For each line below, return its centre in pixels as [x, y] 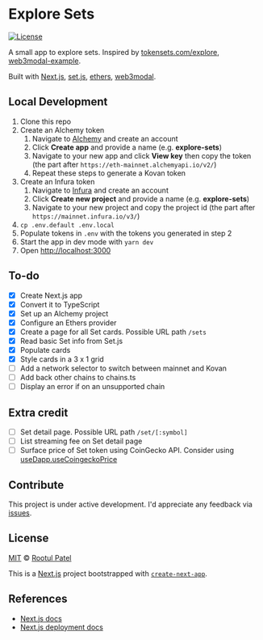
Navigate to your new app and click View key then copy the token [142, 155]
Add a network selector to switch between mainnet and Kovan [123, 368]
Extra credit [38, 412]
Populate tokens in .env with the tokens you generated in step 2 [126, 233]
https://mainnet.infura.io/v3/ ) [86, 216]
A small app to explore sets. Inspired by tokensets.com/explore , [114, 52]
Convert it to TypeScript [60, 304]
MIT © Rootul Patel [40, 557]
